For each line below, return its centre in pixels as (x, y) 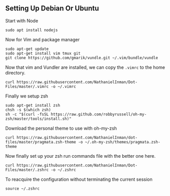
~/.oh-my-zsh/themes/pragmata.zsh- (122, 142)
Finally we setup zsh (27, 96)
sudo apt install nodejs (32, 30)
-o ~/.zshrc (63, 170)
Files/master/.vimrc (27, 86)
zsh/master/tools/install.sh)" (38, 119)
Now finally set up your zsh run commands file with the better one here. (81, 156)
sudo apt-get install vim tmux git (43, 53)
